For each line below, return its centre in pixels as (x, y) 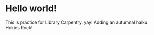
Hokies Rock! (19, 27)
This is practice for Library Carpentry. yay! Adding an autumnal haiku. (77, 22)
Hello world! (31, 9)
